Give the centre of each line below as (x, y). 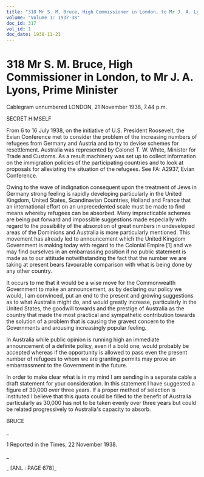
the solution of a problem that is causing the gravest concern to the (90, 321)
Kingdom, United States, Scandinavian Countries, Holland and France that (99, 200)
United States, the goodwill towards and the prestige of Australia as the (95, 309)
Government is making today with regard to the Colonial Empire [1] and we (99, 245)
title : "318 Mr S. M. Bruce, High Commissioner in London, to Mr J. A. (99, 12)
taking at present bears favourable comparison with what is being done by (99, 265)
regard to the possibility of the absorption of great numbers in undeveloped (101, 226)
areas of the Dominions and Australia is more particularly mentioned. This (98, 232)
